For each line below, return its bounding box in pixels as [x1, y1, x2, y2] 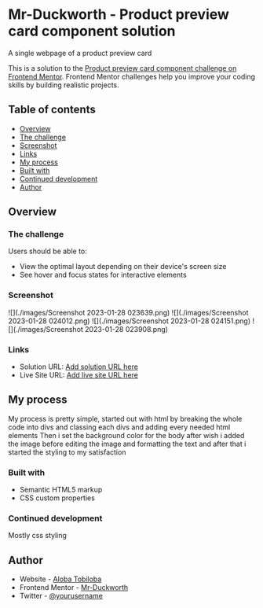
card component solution [8, 22, 176, 40]
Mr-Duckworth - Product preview [8, 6, 230, 24]
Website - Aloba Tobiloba [19, 574, 102, 584]
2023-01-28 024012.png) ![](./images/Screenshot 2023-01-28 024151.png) [8, 316, 251, 326]
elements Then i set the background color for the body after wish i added [8, 430, 245, 440]
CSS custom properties [19, 493, 96, 503]
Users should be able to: [8, 246, 88, 256]
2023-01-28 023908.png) [85, 324, 169, 333]
